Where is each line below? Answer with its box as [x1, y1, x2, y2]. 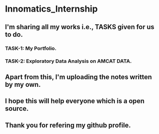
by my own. [5, 80, 41, 88]
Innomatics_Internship [5, 3, 98, 15]
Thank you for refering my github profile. [5, 121, 131, 129]
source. [5, 104, 29, 113]
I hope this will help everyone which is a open [5, 97, 144, 105]
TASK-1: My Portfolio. [5, 45, 57, 51]
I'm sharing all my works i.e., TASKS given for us [5, 23, 155, 31]
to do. [5, 30, 23, 38]
